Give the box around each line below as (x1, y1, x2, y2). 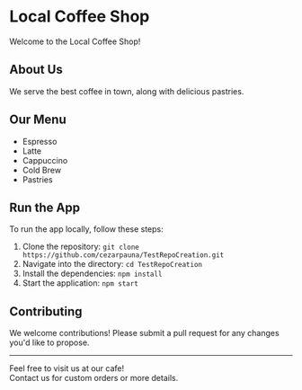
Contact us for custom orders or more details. (9, 373, 179, 384)
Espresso (22, 136, 58, 146)
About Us (9, 62, 63, 77)
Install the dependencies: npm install (22, 268, 163, 279)
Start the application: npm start (22, 278, 139, 288)
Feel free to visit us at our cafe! (9, 363, 124, 374)
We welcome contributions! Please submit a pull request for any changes (9, 328, 280, 339)
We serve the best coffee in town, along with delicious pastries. (9, 85, 244, 96)
